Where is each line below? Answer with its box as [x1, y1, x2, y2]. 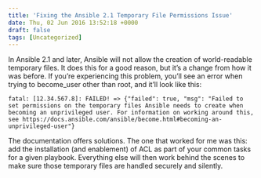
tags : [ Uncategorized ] [8, 33, 82, 42]
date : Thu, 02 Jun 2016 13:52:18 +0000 [8, 19, 139, 27]
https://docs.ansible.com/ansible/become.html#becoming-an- [22, 115, 223, 124]
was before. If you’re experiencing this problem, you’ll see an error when [8, 71, 243, 81]
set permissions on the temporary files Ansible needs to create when [8, 102, 244, 110]
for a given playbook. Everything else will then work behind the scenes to [8, 153, 245, 162]
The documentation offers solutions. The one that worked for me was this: [8, 136, 248, 146]
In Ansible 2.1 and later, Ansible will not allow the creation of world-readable [8, 55, 252, 64]
